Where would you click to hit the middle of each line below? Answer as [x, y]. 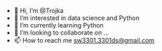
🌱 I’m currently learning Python [59, 25]
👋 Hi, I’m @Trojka [39, 11]
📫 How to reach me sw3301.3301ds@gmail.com [84, 40]
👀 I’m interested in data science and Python [77, 18]
